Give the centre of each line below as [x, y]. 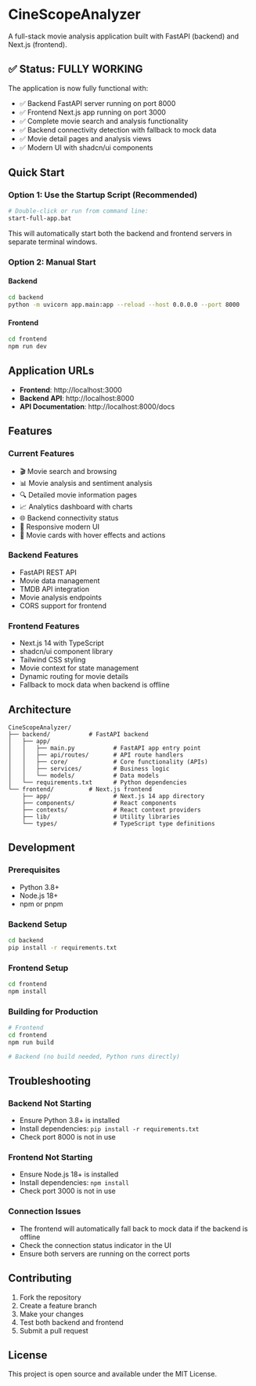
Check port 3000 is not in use [67, 1191]
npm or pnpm [41, 903]
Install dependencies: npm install [74, 1183]
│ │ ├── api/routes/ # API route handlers [96, 755]
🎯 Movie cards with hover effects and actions [92, 534]
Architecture [40, 709]
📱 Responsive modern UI [59, 527]
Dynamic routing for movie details [74, 677]
